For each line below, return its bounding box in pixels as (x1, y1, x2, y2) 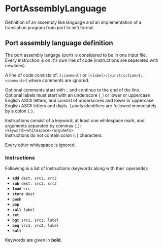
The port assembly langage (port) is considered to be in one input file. (5, 52, 147, 58)
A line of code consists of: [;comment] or (5, 72, 87, 78)
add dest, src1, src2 (12, 176, 57, 181)
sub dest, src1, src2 (12, 181, 57, 186)
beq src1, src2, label (12, 223, 59, 228)
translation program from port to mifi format (5, 24, 94, 30)
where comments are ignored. (28, 77, 90, 83)
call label (12, 207, 35, 212)
